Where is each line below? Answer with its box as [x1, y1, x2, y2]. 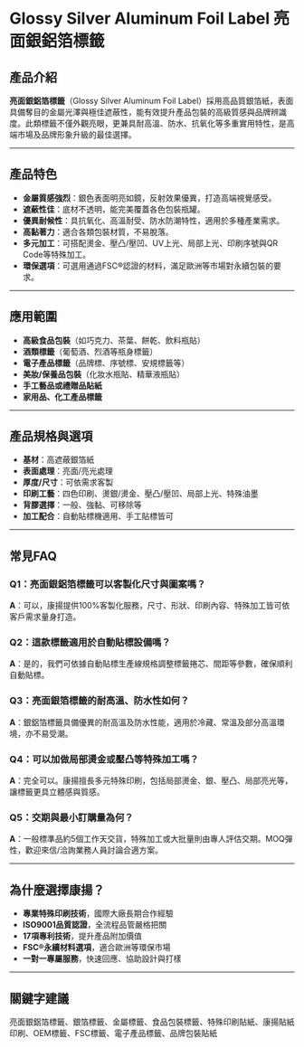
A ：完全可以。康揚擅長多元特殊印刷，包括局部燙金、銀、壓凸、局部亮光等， [9, 775, 293, 787]
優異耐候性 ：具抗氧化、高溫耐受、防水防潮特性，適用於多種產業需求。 [22, 214, 285, 226]
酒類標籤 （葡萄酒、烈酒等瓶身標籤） [22, 345, 158, 357]
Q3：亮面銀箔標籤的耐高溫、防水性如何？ [9, 694, 190, 707]
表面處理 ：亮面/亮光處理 [22, 466, 113, 476]
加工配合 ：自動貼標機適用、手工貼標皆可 [22, 511, 174, 522]
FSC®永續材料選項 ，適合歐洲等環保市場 [22, 942, 171, 953]
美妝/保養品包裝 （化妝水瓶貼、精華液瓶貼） [22, 368, 185, 380]
